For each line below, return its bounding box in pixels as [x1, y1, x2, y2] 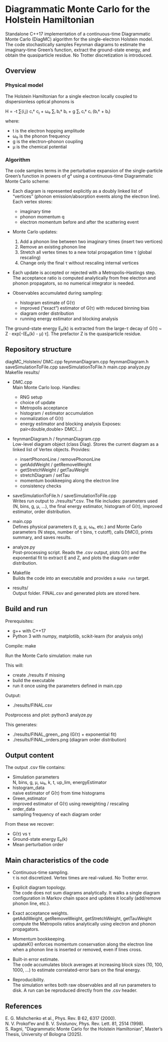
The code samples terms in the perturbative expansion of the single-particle [5, 167, 163, 174]
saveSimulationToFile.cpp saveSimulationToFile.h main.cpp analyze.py [5, 364, 150, 370]
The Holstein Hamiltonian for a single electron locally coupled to [5, 93, 138, 99]
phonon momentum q [20, 213, 65, 219]
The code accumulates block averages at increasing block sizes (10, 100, [12, 962, 163, 968]
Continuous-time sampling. [12, 869, 69, 875]
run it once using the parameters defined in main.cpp [12, 683, 123, 689]
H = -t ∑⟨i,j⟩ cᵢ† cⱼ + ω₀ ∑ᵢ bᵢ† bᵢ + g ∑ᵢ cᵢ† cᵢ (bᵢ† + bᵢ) [5, 108, 111, 114]
